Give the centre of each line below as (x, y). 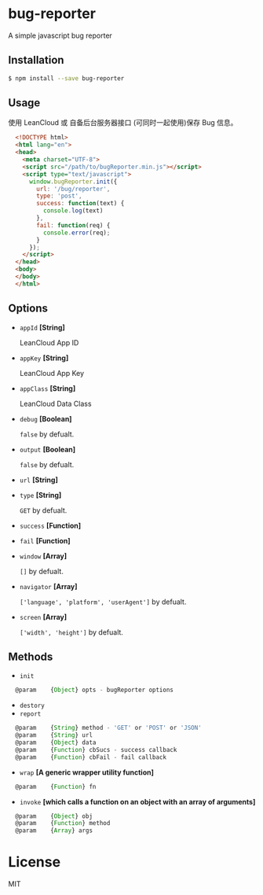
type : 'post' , (59, 196)
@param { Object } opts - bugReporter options (95, 690)
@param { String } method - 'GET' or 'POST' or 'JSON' (108, 728)
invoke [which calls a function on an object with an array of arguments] (137, 801)
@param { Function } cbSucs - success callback (96, 750)
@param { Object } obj (54, 816)
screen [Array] (43, 617)
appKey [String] (44, 358)
